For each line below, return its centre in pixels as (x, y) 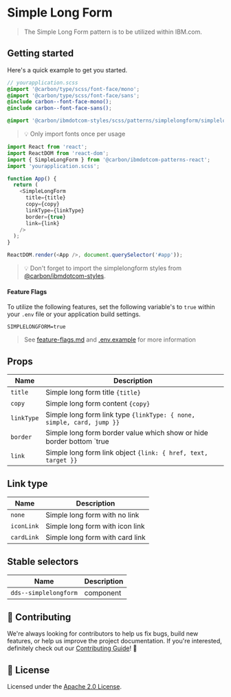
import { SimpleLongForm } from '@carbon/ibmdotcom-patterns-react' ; (109, 160)
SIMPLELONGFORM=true (37, 327)
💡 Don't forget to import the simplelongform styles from (103, 268)
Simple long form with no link (92, 514)
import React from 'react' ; (47, 147)
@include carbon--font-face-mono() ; (59, 102)
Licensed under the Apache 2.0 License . (65, 687)
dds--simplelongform (44, 593)
